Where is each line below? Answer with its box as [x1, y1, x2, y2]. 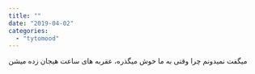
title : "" [8, 11, 42, 20]
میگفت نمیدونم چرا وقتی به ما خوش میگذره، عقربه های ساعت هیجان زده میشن [8, 56, 248, 66]
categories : [8, 27, 49, 35]
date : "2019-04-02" [8, 19, 74, 27]
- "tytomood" [15, 34, 60, 43]
